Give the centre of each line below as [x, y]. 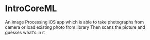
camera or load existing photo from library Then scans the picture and [75, 27]
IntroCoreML [31, 9]
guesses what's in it [25, 32]
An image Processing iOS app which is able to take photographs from [75, 22]
